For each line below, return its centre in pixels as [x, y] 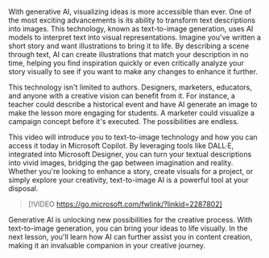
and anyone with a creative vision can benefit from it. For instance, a [122, 96]
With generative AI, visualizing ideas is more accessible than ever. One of [130, 12]
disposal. [23, 188]
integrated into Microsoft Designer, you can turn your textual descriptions [130, 154]
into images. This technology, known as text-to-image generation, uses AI [131, 29]
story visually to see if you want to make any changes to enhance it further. [133, 71]
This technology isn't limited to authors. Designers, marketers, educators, [130, 87]
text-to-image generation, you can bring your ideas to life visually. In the [128, 228]
